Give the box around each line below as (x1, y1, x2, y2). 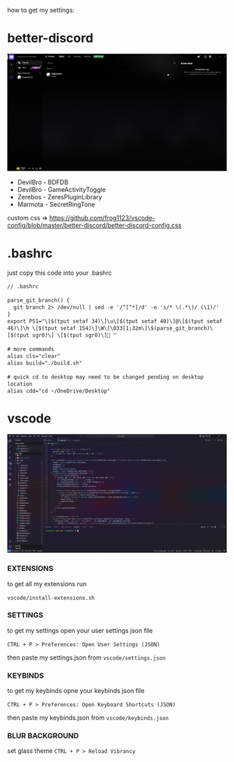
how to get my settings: (7, 6, 75, 14)
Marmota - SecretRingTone (17, 200, 95, 208)
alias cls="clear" (7, 353, 61, 360)
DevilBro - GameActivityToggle (17, 185, 106, 194)
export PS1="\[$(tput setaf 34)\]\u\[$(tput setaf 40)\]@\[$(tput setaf (7, 318, 223, 325)
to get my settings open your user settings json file (7, 626, 153, 634)
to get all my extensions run (7, 579, 87, 588)
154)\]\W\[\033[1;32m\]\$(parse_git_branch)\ (79, 325, 214, 332)
